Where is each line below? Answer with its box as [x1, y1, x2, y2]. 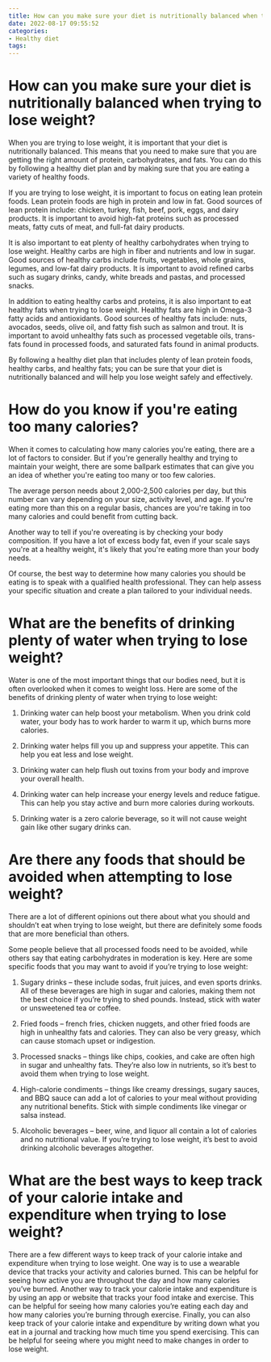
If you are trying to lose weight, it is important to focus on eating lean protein [8, 188, 263, 198]
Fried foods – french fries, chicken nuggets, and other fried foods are [19, 1018, 251, 1028]
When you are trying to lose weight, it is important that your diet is [8, 138, 228, 148]
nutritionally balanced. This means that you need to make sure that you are [8, 146, 257, 156]
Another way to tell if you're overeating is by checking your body [8, 527, 223, 537]
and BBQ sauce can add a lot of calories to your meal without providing [19, 1093, 257, 1103]
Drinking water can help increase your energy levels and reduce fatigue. [19, 789, 261, 799]
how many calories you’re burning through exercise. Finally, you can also [8, 1309, 251, 1319]
